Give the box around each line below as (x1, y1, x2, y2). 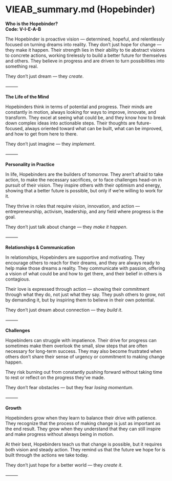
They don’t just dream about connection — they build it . (5, 307, 123, 313)
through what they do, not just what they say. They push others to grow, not (5, 291, 165, 297)
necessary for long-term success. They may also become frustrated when (5, 348, 162, 354)
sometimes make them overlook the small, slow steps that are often (5, 343, 147, 349)
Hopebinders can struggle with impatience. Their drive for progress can (5, 337, 157, 343)
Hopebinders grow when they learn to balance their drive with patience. (5, 414, 157, 421)
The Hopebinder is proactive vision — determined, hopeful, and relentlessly (5, 36, 165, 42)
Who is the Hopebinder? (5, 21, 58, 27)
